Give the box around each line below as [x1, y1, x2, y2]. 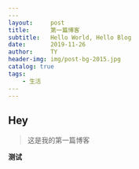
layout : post [8, 19, 65, 27]
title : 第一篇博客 [8, 26, 80, 34]
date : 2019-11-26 [8, 41, 86, 49]
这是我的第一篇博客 [27, 135, 90, 145]
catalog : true [8, 63, 55, 71]
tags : [8, 70, 26, 78]
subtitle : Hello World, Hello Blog [8, 33, 132, 42]
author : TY [8, 48, 58, 56]
